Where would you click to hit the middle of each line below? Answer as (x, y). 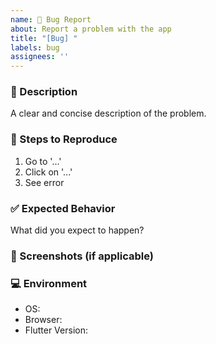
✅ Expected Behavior (63, 208)
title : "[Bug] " (44, 38)
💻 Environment (49, 283)
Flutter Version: (56, 330)
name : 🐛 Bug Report (51, 19)
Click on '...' (48, 172)
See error (44, 182)
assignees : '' (40, 57)
